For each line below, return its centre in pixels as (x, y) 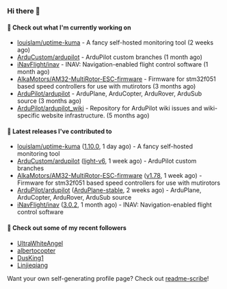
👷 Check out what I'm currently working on (69, 27)
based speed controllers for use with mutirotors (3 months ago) (106, 86)
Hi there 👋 (24, 11)
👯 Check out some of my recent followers (67, 228)
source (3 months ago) (49, 101)
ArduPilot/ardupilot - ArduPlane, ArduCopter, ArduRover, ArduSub (109, 94)
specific (28, 115)
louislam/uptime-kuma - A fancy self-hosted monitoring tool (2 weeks (115, 43)
